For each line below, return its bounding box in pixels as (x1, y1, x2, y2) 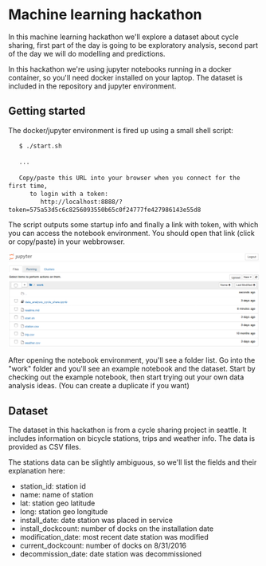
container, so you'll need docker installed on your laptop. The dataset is (8, 73, 243, 82)
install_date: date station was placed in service (19, 516, 174, 525)
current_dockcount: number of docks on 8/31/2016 (19, 540, 187, 551)
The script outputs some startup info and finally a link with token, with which (8, 219, 259, 229)
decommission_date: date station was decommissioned (19, 549, 201, 559)
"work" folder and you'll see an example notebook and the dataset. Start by (8, 364, 256, 374)
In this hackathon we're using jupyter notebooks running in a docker (8, 64, 232, 73)
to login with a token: (29, 190, 109, 198)
